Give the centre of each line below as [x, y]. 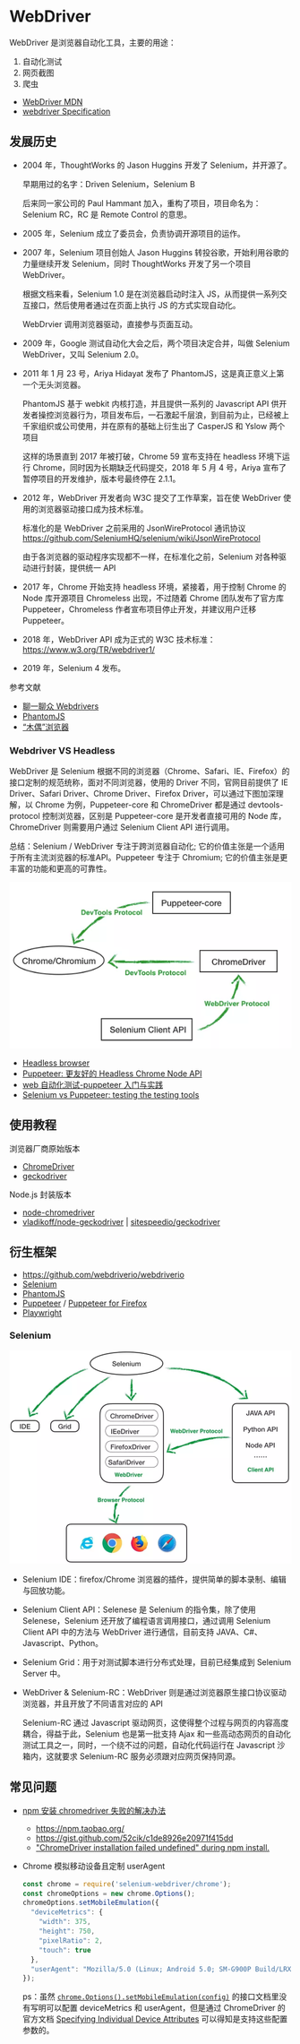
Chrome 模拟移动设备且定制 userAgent [94, 1866]
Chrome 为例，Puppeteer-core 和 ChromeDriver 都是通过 [140, 805]
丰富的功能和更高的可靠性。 [60, 869]
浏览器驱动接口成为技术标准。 [93, 509]
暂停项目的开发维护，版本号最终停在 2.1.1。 [101, 479]
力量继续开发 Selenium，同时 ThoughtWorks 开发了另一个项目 [137, 263]
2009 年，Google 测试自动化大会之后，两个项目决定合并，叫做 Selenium [156, 343]
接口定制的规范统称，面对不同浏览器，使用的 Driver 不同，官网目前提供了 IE [149, 782]
